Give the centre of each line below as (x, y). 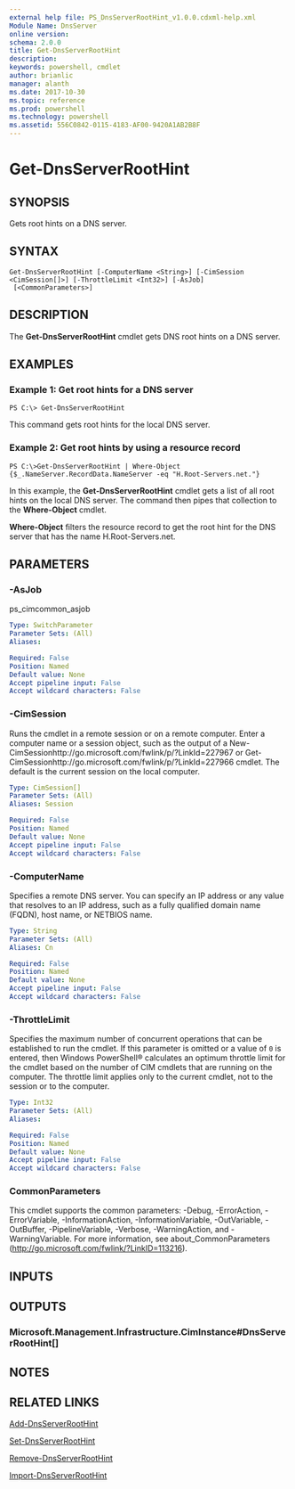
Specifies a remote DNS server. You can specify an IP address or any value (147, 896)
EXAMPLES (41, 365)
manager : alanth (39, 84)
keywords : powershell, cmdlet (65, 68)
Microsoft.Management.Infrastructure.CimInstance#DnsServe (147, 1332)
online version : (39, 34)
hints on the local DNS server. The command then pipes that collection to (143, 500)
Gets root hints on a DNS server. (68, 223)
